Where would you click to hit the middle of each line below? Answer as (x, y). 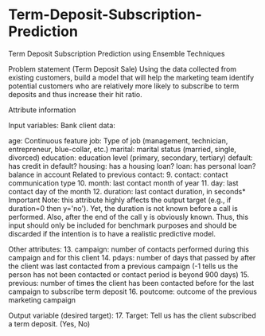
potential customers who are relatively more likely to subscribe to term (124, 86)
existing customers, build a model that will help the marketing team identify (131, 77)
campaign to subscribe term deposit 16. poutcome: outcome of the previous (132, 291)
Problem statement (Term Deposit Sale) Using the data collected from (123, 68)
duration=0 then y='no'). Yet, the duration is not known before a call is (123, 208)
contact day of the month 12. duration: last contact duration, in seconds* (127, 191)
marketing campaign (42, 299)
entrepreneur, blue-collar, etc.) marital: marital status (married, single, (123, 149)
